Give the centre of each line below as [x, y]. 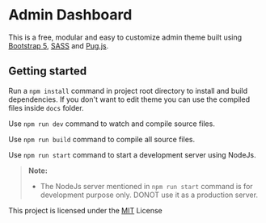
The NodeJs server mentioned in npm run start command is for [146, 186]
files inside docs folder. [46, 107]
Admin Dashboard [70, 15]
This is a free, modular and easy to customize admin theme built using [125, 37]
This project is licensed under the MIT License [86, 210]
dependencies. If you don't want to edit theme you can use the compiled [129, 99]
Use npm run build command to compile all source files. [102, 139]
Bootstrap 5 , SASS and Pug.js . [59, 45]
